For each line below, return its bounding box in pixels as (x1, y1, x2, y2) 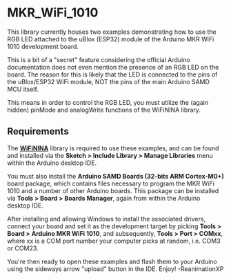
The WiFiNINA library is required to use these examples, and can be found (7, 143, 219, 152)
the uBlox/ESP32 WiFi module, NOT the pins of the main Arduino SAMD (7, 77, 210, 86)
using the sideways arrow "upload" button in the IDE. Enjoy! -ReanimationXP (7, 264, 224, 273)
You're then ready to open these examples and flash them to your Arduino (7, 257, 217, 266)
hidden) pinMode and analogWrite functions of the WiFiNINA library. (7, 106, 201, 114)
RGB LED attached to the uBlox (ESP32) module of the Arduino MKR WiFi (7, 34, 214, 43)
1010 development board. (7, 42, 79, 50)
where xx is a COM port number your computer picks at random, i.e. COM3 (7, 237, 221, 245)
